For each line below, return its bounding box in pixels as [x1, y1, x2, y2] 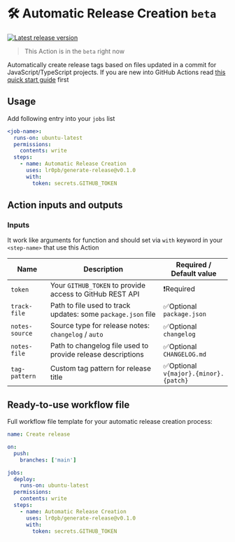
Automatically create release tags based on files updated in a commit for [7, 60, 217, 69]
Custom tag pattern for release [50, 364, 152, 373]
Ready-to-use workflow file [7, 399, 130, 411]
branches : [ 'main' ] [20, 456, 77, 464]
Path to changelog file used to [50, 341, 149, 350]
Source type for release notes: [50, 321, 150, 331]
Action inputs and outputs [7, 199, 123, 211]
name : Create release [7, 431, 71, 438]
